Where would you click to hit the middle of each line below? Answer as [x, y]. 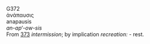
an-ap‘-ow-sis [24, 28]
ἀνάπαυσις [20, 15]
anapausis [19, 21]
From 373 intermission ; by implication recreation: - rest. [75, 34]
